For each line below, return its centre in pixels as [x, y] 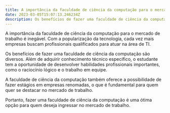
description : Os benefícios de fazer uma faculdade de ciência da [77, 19]
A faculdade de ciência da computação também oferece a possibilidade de [83, 80]
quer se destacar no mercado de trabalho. [49, 90]
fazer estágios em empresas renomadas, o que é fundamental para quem [82, 85]
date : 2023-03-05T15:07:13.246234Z [43, 15]
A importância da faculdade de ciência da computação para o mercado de [83, 34]
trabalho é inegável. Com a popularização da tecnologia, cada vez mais [80, 39]
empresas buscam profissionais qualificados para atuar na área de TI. [78, 44]
